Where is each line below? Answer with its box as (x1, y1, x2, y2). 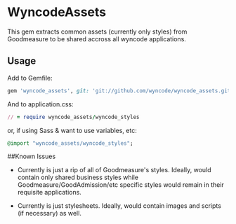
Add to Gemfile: (7, 73, 53, 82)
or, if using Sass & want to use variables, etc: (7, 126, 137, 134)
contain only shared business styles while (17, 173, 139, 182)
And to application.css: (7, 99, 74, 108)
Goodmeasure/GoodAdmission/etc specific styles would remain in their (17, 181, 225, 189)
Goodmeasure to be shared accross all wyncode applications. (7, 34, 186, 43)
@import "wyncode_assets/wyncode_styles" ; (7, 139, 133, 147)
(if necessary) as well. (17, 209, 82, 218)
